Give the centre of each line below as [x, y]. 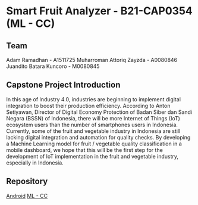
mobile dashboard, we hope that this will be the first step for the [85, 150]
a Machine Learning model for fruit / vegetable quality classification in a [94, 144]
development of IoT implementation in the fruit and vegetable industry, [92, 156]
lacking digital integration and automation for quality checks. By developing [98, 137]
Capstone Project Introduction [63, 85]
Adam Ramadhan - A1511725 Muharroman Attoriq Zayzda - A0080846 [92, 60]
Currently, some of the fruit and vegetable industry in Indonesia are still [93, 131]
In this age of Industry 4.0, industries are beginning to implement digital [94, 99]
